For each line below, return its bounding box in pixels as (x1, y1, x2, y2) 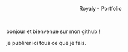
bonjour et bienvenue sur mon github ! (6, 28, 100, 35)
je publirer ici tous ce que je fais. (6, 40, 87, 46)
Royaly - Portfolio (79, 5, 122, 12)
